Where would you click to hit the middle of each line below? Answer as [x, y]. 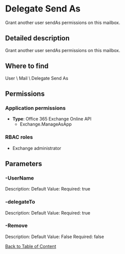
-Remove [16, 225]
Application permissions [35, 108]
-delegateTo [20, 202]
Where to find [27, 66]
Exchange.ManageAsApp [46, 124]
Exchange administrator [37, 148]
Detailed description [37, 38]
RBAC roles [19, 137]
